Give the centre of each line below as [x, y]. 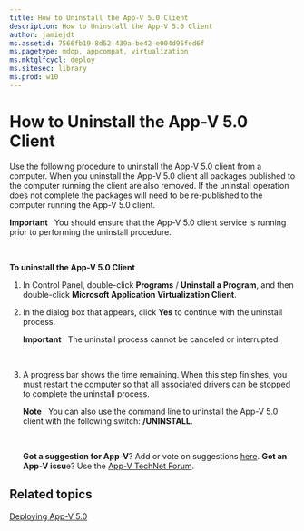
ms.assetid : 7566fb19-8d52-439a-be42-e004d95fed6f [107, 43]
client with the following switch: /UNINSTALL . [108, 421]
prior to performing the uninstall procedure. [91, 231]
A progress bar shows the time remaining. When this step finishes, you [155, 374]
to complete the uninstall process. [86, 393]
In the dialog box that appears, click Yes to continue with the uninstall [152, 312]
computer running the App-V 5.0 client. [83, 204]
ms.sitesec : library [49, 69]
